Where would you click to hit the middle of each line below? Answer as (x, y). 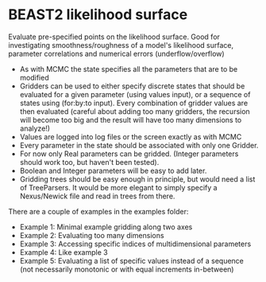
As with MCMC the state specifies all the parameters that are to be (129, 69)
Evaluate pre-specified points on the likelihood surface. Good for (114, 37)
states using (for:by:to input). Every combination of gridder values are (134, 103)
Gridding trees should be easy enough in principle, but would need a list (137, 179)
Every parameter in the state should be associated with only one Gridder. (139, 145)
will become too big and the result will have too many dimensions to (131, 119)
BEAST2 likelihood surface (98, 15)
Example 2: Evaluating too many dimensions (92, 235)
